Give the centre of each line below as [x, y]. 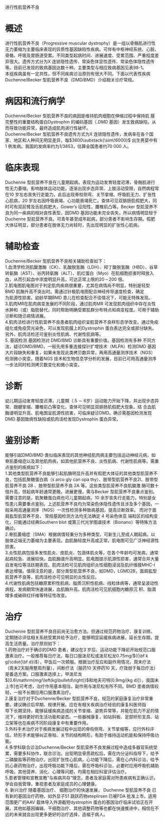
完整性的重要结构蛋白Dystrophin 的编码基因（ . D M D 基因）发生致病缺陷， [79, 122]
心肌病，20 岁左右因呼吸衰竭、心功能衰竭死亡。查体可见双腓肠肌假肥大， [79, 200]
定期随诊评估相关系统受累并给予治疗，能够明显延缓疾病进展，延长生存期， [80, 637]
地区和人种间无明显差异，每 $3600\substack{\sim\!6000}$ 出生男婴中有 [85, 140]
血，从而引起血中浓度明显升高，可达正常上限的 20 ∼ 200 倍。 [66, 279]
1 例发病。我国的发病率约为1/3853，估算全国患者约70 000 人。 [68, 146]
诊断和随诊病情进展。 [26, 316]
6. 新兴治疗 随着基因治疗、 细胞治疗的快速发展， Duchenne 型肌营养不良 [78, 790]
